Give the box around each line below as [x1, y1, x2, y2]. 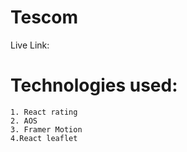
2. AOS [10, 116, 38, 126]
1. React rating [10, 107, 78, 117]
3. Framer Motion [10, 124, 83, 135]
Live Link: [10, 39, 50, 51]
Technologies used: [10, 74, 178, 97]
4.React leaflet [10, 133, 78, 143]
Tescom [10, 6, 79, 29]
